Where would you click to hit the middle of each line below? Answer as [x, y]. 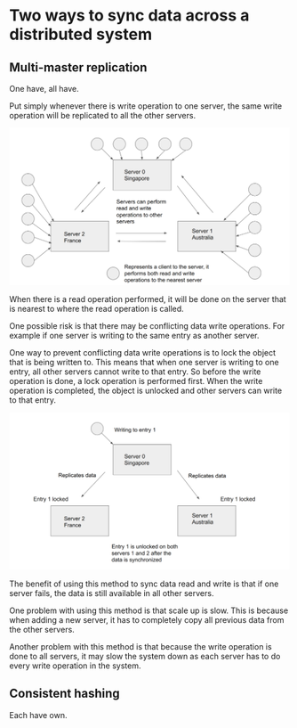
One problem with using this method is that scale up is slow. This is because [149, 610]
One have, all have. [44, 89]
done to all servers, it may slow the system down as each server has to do [145, 657]
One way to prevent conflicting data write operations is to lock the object [143, 353]
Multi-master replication [78, 67]
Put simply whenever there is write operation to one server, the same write [146, 106]
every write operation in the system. [75, 666]
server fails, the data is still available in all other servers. [112, 593]
